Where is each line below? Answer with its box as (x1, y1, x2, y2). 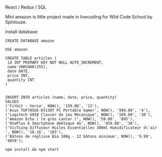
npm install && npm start (5, 147, 59, 152)
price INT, (7, 73, 30, 78)
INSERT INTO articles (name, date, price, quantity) (5, 95, 117, 100)
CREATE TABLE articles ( (5, 56, 57, 61)
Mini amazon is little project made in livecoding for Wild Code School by (5, 14, 153, 19)
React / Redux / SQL (5, 4, 47, 10)
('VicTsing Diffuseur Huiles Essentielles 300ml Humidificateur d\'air (5, 125, 157, 130)
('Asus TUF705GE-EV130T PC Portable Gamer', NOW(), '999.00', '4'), (5, 108, 151, 113)
